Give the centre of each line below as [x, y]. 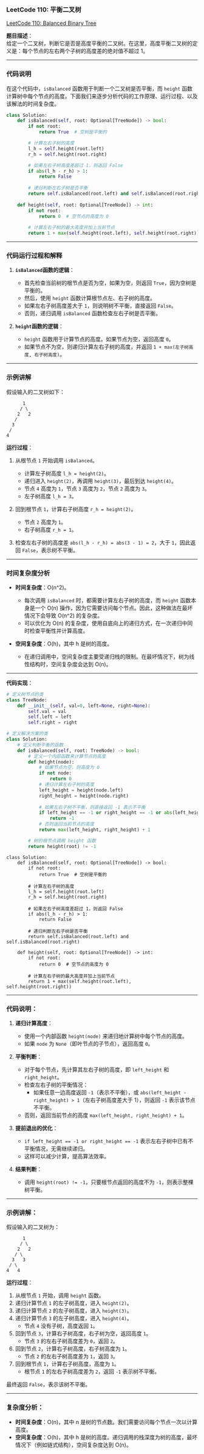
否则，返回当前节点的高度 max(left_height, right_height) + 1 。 [106, 1115]
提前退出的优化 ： [36, 1128]
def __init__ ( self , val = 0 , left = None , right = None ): [84, 706]
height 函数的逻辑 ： [39, 326]
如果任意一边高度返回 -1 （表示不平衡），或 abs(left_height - [110, 1093]
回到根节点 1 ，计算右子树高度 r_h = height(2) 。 [76, 509]
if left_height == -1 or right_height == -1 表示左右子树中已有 [106, 1141]
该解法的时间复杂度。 [33, 103]
